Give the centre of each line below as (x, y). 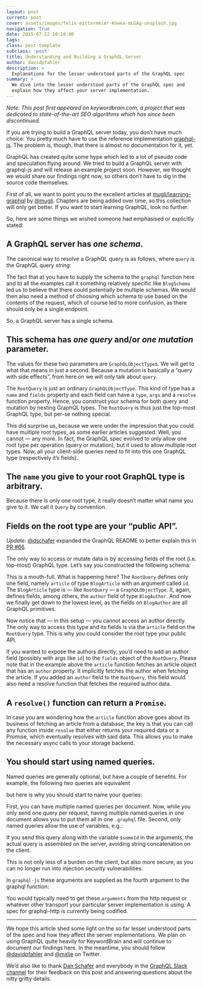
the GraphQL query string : (39, 265)
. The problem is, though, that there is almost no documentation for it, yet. (102, 145)
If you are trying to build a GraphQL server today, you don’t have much (94, 132)
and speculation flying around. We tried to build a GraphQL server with (94, 163)
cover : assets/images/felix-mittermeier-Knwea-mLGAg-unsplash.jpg (92, 23)
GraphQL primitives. (31, 609)
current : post (24, 18)
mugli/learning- (172, 194)
